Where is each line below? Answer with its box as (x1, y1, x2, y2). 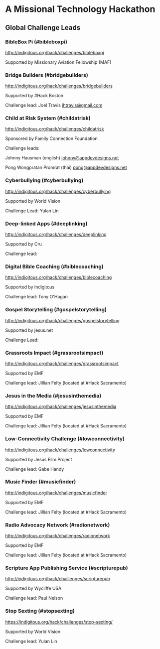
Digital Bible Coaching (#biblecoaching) (5, 263, 104, 270)
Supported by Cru (5, 241, 42, 247)
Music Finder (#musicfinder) (5, 478, 76, 485)
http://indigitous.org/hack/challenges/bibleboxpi (5, 49, 105, 55)
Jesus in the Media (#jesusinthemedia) (5, 392, 102, 399)
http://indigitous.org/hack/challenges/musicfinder (5, 490, 107, 496)
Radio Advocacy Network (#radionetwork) (5, 521, 110, 528)
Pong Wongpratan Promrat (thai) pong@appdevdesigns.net (5, 164, 127, 170)
